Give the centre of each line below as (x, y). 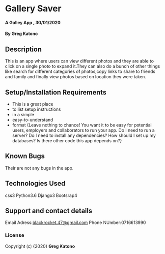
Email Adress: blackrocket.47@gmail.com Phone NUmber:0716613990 (76, 222)
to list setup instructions (37, 109)
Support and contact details (49, 211)
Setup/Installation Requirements (56, 92)
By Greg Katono (22, 34)
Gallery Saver (33, 9)
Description (23, 49)
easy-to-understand (32, 120)
